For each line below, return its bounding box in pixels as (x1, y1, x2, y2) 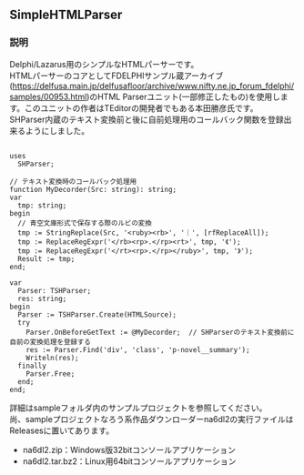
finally (17, 361, 47, 370)
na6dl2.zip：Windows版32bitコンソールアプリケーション (22, 444, 237, 455)
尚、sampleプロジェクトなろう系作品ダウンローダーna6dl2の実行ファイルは (9, 413, 294, 424)
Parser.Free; (25, 369, 76, 379)
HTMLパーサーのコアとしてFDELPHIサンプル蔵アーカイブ (9, 70, 224, 81)
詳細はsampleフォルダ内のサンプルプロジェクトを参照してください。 (9, 402, 268, 413)
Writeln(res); (25, 353, 79, 362)
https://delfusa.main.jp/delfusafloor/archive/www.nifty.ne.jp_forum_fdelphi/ (12, 80, 294, 91)
